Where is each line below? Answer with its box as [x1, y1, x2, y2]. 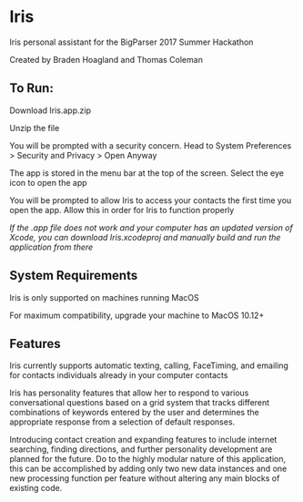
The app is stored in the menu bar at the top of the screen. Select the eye [9, 167, 285, 179]
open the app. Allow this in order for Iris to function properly [9, 204, 235, 215]
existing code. [9, 483, 63, 494]
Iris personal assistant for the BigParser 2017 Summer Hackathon [9, 36, 254, 47]
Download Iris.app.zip [9, 105, 91, 116]
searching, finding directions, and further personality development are [9, 444, 273, 455]
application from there [9, 241, 94, 252]
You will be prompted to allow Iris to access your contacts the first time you [9, 194, 292, 206]
